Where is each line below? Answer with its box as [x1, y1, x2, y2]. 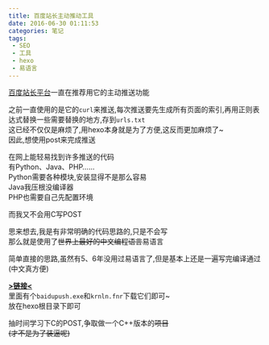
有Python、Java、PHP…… [8, 162, 95, 172]
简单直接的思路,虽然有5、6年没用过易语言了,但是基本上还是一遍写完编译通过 [8, 253, 262, 263]
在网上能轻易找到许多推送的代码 [8, 152, 114, 161]
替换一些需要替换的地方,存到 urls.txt [22, 114, 146, 124]
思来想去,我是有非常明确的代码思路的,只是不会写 [8, 227, 168, 236]
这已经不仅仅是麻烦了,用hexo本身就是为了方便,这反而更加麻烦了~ [8, 124, 224, 134]
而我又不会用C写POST [8, 209, 82, 218]
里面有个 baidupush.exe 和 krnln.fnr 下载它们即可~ [8, 291, 171, 301]
